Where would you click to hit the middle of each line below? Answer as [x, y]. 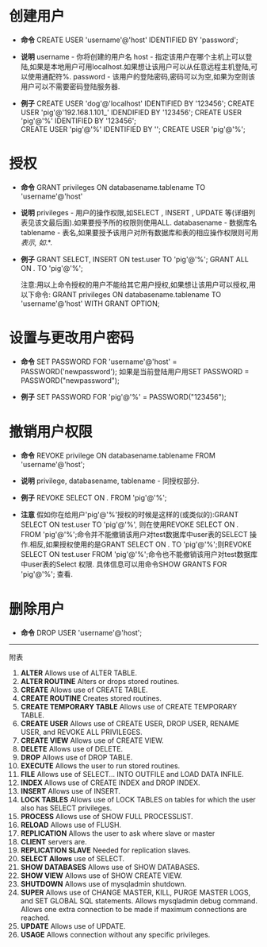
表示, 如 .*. [36, 242]
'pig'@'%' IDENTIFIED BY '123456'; [78, 121]
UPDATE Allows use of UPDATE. [73, 926]
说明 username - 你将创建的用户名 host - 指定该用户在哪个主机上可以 [133, 56]
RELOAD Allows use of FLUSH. [71, 825]
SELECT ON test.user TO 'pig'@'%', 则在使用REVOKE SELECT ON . [130, 524]
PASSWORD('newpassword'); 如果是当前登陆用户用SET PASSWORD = [135, 371]
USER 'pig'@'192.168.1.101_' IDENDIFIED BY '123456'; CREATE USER [131, 112]
